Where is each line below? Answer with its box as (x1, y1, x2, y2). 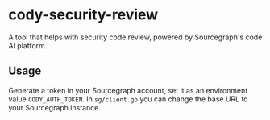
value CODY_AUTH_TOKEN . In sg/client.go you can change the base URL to (8, 94, 248, 104)
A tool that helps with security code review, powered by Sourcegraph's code (8, 32, 263, 42)
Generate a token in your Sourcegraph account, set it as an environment (8, 85, 248, 95)
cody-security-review (8, 6, 159, 24)
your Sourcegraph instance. (8, 102, 101, 112)
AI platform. (8, 40, 48, 50)
